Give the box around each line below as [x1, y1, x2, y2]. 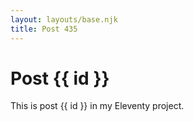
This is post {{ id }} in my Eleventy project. [10, 100, 185, 112]
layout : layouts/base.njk [10, 14, 118, 25]
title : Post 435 [10, 24, 78, 34]
